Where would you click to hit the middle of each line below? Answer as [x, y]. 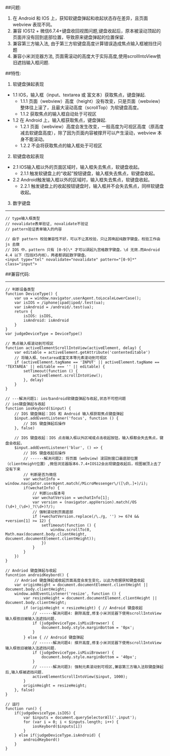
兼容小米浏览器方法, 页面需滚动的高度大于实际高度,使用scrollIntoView [84, 56]
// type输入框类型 [23, 218]
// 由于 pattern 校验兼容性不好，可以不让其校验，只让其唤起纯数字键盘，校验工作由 [83, 239]
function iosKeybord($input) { [38, 408]
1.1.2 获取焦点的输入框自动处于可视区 [58, 114]
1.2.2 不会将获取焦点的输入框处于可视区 [61, 145]
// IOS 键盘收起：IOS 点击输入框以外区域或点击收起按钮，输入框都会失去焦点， [87, 438]
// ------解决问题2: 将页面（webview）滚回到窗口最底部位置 [81, 459]
